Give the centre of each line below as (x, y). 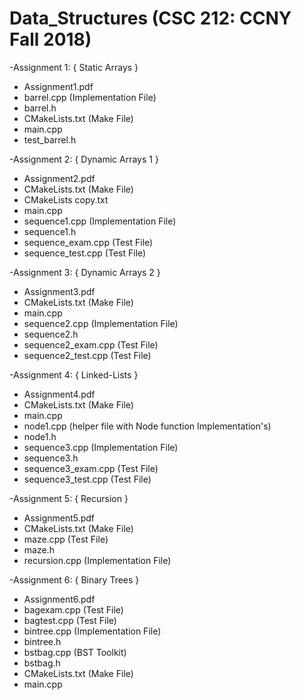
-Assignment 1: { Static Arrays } (74, 67)
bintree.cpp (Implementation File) (92, 631)
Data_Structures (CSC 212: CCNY (150, 18)
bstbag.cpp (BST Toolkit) (75, 652)
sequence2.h (51, 334)
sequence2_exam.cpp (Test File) (91, 344)
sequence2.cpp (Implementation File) (101, 323)
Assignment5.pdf (59, 518)
